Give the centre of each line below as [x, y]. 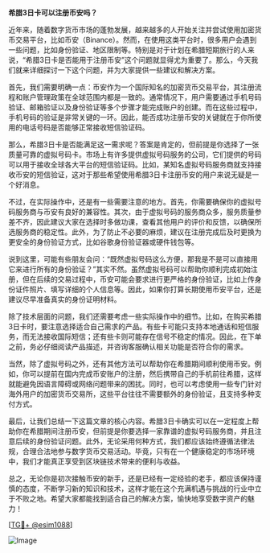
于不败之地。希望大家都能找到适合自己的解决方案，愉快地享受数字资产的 [128, 499]
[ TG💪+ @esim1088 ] [41, 525]
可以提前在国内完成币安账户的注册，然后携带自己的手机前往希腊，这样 [145, 374]
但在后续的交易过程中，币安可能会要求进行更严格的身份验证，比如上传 [138, 279]
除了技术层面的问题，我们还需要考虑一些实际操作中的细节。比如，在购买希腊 [135, 316]
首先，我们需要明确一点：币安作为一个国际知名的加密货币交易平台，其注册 [131, 87]
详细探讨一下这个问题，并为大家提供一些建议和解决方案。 [124, 70]
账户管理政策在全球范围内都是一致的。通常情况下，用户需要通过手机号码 [142, 97]
